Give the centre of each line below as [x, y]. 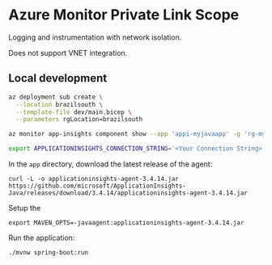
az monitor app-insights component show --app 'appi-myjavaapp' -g [125, 134]
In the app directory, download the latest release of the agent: [110, 164]
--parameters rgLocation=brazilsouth [79, 120]
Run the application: [42, 238]
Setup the [25, 208]
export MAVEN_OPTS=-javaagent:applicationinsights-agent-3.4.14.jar [126, 223]
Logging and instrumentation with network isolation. [95, 37]
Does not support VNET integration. [68, 53]
